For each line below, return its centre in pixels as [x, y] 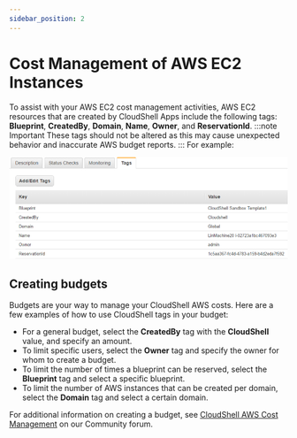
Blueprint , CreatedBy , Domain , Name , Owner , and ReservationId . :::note [143, 126]
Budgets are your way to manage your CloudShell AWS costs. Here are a [141, 304]
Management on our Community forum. [81, 424]
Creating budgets [58, 284]
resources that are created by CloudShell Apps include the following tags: [143, 116]
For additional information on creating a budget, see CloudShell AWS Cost [144, 414]
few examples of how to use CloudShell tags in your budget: [119, 314]
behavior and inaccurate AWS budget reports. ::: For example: [122, 144]
